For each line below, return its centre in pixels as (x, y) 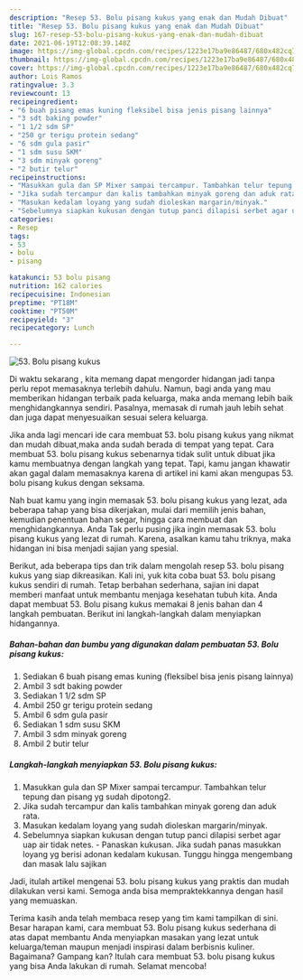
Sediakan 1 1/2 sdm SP (64, 695)
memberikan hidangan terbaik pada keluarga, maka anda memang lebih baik (151, 398)
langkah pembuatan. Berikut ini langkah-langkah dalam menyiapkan (135, 614)
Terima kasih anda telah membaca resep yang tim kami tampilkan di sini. (144, 919)
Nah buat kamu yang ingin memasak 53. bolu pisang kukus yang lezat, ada (148, 500)
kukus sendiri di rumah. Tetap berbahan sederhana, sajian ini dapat (134, 585)
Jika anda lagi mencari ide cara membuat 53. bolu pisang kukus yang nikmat (151, 435)
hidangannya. (35, 623)
